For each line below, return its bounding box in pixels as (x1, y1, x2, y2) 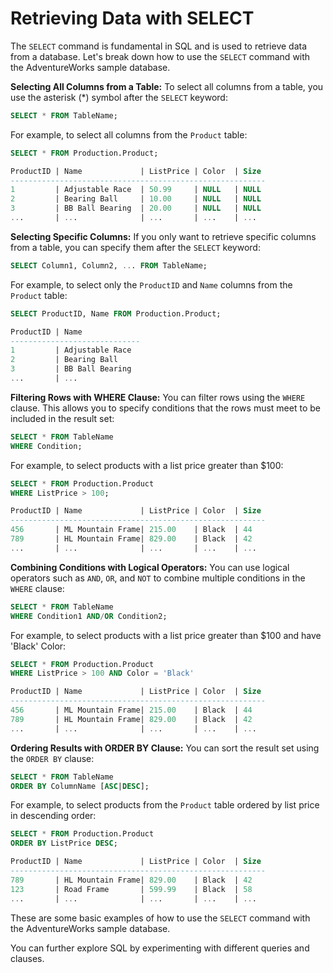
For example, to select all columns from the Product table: (10, 128, 248, 141)
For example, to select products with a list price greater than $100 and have (10, 629, 322, 641)
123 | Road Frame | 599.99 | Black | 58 (10, 884, 253, 894)
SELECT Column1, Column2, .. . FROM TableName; (10, 260, 208, 271)
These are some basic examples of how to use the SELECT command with (10, 912, 311, 924)
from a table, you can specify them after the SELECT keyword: (10, 241, 261, 253)
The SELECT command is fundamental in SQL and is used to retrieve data (10, 40, 308, 52)
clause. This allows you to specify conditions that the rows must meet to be (10, 402, 321, 414)
